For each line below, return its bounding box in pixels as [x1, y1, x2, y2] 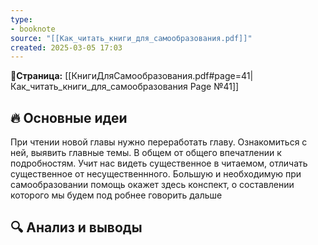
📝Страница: [10, 70, 63, 82]
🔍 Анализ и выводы [10, 219, 143, 236]
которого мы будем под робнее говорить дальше [10, 189, 223, 201]
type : [10, 14, 33, 25]
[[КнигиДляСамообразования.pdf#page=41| [64, 70, 254, 82]
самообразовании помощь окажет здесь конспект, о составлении [10, 179, 295, 191]
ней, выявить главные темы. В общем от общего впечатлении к [10, 147, 282, 159]
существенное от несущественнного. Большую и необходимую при [10, 168, 302, 180]
